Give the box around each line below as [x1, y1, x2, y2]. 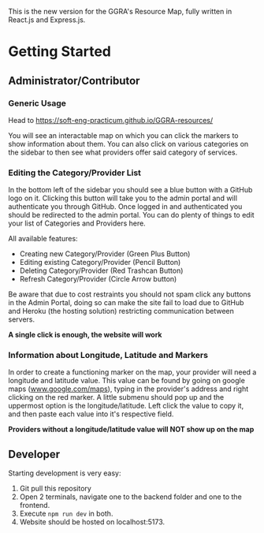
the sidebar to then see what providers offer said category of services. [8, 147, 238, 157]
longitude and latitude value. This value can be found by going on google [8, 376, 246, 386]
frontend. [19, 501, 50, 510]
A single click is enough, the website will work [8, 330, 162, 340]
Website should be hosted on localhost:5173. [19, 517, 165, 527]
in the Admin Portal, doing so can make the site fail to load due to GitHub [8, 298, 244, 307]
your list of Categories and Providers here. [8, 218, 146, 228]
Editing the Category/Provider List [8, 167, 142, 178]
